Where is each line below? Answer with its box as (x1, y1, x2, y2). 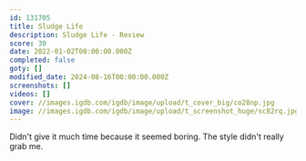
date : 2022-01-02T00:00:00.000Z (9, 47, 132, 56)
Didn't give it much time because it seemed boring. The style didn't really (9, 131, 284, 142)
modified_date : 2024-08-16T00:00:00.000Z (9, 73, 169, 82)
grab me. (9, 141, 44, 152)
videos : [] (9, 89, 51, 98)
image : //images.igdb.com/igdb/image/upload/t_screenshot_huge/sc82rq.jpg (9, 106, 300, 116)
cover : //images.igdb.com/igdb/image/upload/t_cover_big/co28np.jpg (9, 97, 275, 107)
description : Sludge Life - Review (9, 30, 145, 39)
